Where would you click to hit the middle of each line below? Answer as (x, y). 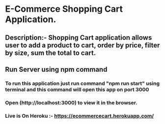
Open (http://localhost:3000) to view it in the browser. (71, 102)
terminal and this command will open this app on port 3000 (77, 89)
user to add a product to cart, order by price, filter (82, 45)
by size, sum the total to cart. (51, 53)
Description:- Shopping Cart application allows (79, 37)
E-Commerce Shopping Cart (64, 9)
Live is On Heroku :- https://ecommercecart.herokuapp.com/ (80, 116)
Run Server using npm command (56, 69)
